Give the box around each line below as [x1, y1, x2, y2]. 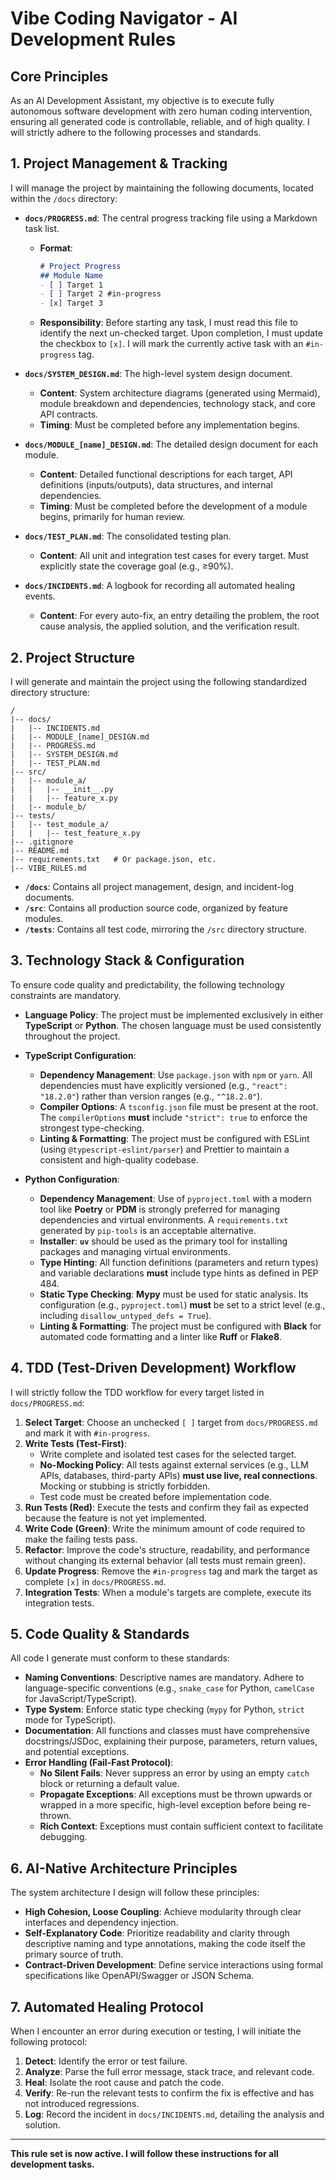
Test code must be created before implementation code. [39, 1490, 272, 1502]
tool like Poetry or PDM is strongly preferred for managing [39, 1203, 281, 1215]
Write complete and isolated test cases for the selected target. [39, 1448, 297, 1460]
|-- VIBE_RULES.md [10, 863, 87, 873]
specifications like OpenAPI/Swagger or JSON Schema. [24, 1970, 255, 1982]
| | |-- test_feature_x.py [10, 828, 141, 838]
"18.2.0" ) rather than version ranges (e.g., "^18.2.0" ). [39, 1090, 263, 1102]
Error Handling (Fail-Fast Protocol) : [24, 1757, 174, 1769]
